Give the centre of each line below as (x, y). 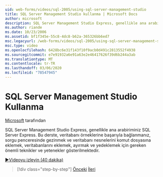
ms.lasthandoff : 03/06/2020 (33, 68)
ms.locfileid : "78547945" (31, 73)
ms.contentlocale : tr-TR (30, 64)
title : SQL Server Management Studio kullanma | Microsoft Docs (71, 14)
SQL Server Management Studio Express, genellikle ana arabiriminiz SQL (78, 129)
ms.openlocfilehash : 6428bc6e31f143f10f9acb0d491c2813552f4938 (70, 50)
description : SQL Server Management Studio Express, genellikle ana (76, 23)
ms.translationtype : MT (29, 59)
